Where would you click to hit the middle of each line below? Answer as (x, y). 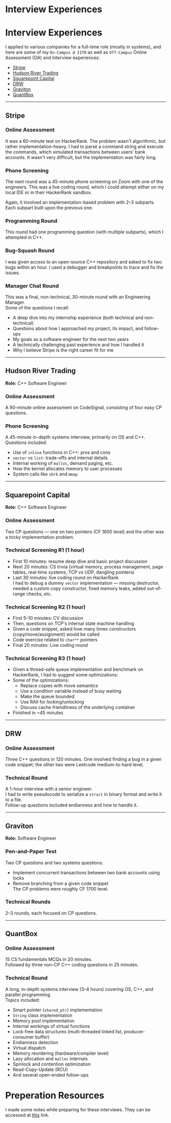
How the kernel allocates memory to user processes (67, 469)
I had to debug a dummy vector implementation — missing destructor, (86, 583)
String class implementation (42, 1015)
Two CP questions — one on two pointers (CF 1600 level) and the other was (85, 532)
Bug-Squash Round (30, 251)
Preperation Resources (55, 1095)
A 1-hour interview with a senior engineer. (49, 789)
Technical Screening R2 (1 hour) (45, 607)
